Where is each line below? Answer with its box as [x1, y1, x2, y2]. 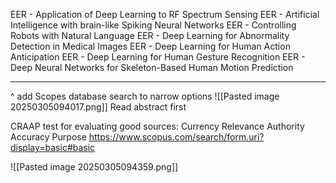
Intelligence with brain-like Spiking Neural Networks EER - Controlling [10, 19, 297, 31]
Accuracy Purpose [10, 131, 87, 143]
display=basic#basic [10, 142, 96, 153]
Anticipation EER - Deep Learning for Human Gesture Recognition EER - [10, 51, 306, 63]
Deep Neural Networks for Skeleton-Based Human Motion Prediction [10, 62, 294, 73]
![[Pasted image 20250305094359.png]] [10, 161, 179, 173]
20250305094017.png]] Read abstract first [10, 101, 187, 113]
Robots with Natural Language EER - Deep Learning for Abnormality [10, 30, 290, 41]
